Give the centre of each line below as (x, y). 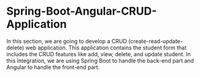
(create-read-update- (155, 41)
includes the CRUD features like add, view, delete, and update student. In (99, 54)
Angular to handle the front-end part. (53, 67)
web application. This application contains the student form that (106, 48)
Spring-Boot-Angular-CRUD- (82, 11)
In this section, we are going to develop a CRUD (67, 41)
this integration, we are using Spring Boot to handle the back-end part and (100, 61)
